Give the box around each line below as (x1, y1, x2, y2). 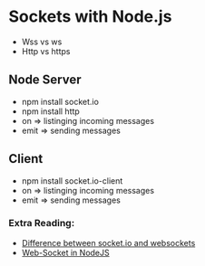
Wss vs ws (21, 36, 63, 47)
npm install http (21, 106, 81, 117)
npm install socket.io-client (21, 175, 123, 186)
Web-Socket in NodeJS (21, 247, 110, 258)
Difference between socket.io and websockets (21, 237, 196, 248)
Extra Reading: (8, 217, 75, 230)
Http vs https (21, 45, 71, 56)
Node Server (8, 72, 83, 88)
